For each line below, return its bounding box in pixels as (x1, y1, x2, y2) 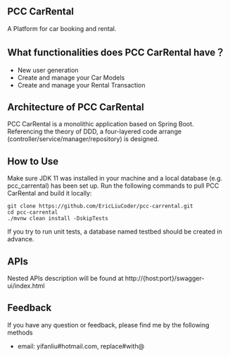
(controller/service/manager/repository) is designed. (7, 135, 160, 143)
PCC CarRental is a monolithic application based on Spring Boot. (7, 120, 195, 128)
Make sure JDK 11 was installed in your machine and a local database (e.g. (7, 174, 223, 183)
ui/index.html (7, 282, 45, 290)
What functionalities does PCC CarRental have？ (7, 47, 225, 59)
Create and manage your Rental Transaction (17, 80, 146, 89)
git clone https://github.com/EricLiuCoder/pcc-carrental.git (7, 202, 193, 210)
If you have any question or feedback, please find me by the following (7, 320, 210, 329)
